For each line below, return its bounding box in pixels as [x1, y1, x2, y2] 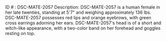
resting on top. [5, 31, 36, 36]
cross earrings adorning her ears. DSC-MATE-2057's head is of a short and [5, 20, 161, 26]
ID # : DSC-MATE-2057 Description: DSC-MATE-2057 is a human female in [5, 4, 160, 10]
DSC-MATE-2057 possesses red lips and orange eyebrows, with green [5, 15, 151, 20]
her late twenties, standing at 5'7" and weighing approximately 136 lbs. [5, 9, 151, 15]
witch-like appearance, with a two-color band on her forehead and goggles [5, 25, 161, 31]
